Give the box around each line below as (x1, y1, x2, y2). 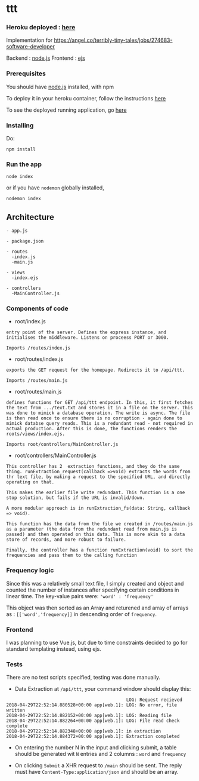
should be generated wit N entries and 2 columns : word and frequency (14, 751, 186, 758)
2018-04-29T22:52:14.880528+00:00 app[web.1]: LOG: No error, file (6, 702, 178, 708)
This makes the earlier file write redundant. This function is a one (6, 489, 185, 496)
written (6, 708, 26, 713)
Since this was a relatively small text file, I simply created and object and (6, 580, 184, 587)
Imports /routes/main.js (6, 378, 68, 384)
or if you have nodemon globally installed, (6, 184, 104, 191)
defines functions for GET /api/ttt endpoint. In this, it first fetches (6, 400, 194, 406)
